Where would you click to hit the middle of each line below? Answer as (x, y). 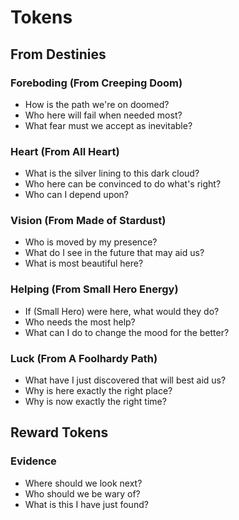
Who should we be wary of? (82, 493)
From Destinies (58, 54)
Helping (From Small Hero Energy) (94, 289)
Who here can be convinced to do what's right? (123, 184)
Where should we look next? (83, 483)
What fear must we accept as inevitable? (108, 125)
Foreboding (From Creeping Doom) (96, 83)
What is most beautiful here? (84, 263)
